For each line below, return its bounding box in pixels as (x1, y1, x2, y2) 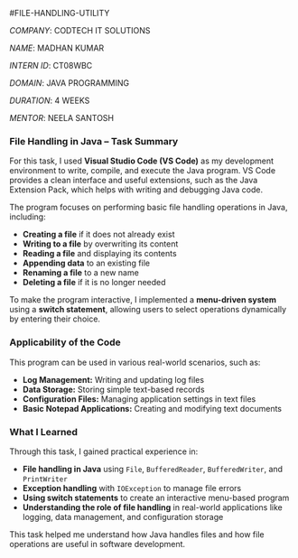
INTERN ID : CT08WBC (9, 60, 93, 70)
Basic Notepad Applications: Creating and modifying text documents (22, 403, 283, 414)
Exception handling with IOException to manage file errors (22, 482, 242, 493)
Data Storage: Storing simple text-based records (22, 384, 205, 395)
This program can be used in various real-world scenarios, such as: (9, 357, 261, 367)
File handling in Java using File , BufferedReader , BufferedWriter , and (22, 463, 283, 474)
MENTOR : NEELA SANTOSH (9, 113, 115, 123)
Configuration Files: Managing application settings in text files (22, 393, 256, 405)
